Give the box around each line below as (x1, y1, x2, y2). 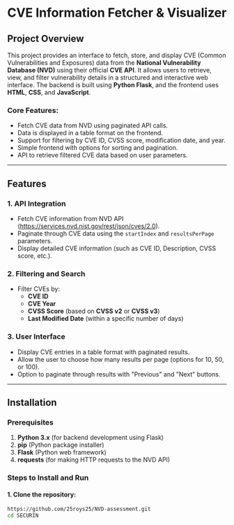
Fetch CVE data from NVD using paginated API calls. (17, 121, 169, 130)
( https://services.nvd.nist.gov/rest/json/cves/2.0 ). (17, 222, 160, 230)
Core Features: (7, 105, 59, 115)
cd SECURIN (7, 512, 39, 519)
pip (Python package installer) (17, 441, 104, 449)
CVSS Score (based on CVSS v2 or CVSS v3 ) (27, 307, 160, 315)
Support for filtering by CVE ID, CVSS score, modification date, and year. (17, 136, 226, 144)
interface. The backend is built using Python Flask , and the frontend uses (7, 81, 219, 89)
